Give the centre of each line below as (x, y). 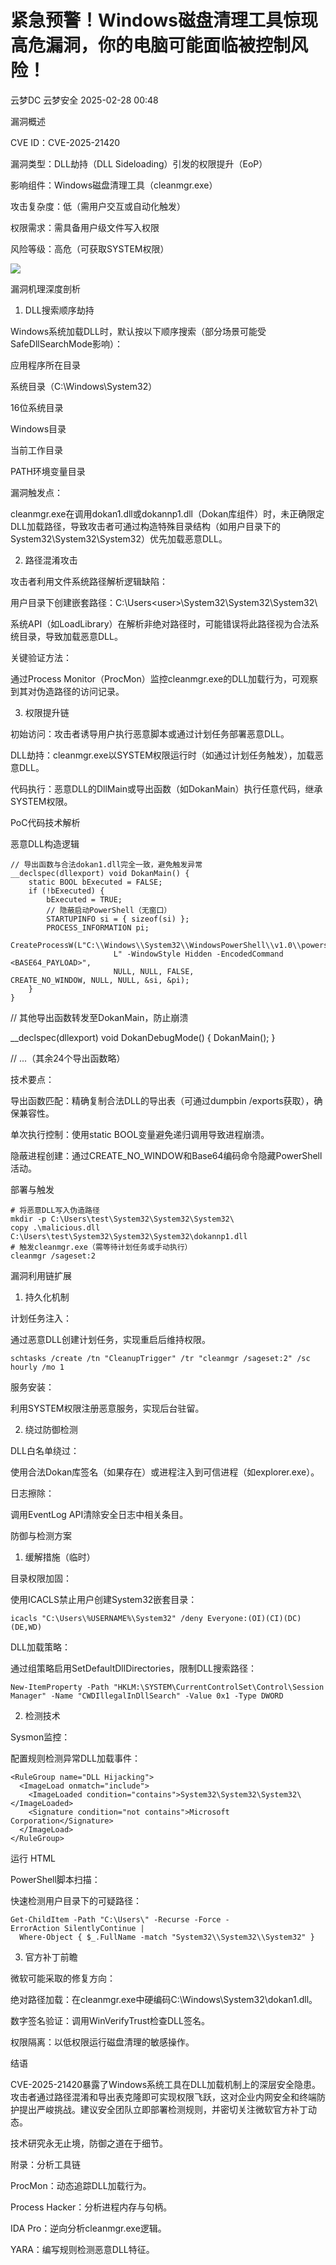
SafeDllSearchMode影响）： (66, 343)
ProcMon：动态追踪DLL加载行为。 (81, 2185)
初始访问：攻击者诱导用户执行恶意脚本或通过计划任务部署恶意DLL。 (150, 733)
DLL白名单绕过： (45, 1450)
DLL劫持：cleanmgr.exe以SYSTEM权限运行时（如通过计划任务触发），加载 (162, 755)
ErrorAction (35, 1928)
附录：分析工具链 (45, 2164)
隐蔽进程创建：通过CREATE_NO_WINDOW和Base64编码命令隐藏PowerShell (166, 1155)
